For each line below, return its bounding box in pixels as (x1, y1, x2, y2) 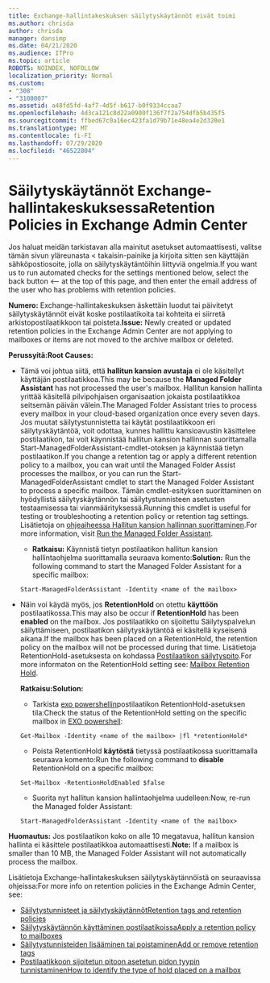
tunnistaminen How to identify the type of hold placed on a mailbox (19, 965, 242, 975)
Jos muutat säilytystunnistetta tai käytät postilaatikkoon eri (19, 417, 216, 427)
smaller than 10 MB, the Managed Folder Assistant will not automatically (8, 848, 247, 858)
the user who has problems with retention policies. (8, 285, 177, 295)
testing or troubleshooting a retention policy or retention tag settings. (19, 512, 250, 521)
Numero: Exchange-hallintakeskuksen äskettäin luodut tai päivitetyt (8, 301, 234, 310)
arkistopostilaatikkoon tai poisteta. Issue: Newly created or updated (8, 317, 231, 327)
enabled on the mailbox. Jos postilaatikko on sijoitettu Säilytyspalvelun (19, 617, 256, 627)
